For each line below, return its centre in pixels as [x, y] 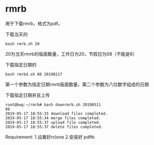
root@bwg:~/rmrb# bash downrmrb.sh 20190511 [53, 104]
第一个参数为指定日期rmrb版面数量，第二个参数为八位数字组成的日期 [77, 84]
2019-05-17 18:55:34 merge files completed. [53, 118]
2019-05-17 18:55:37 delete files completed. [54, 127]
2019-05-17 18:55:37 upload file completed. [53, 122]
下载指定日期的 [21, 64]
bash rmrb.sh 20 [22, 44]
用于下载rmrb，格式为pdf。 [34, 23]
